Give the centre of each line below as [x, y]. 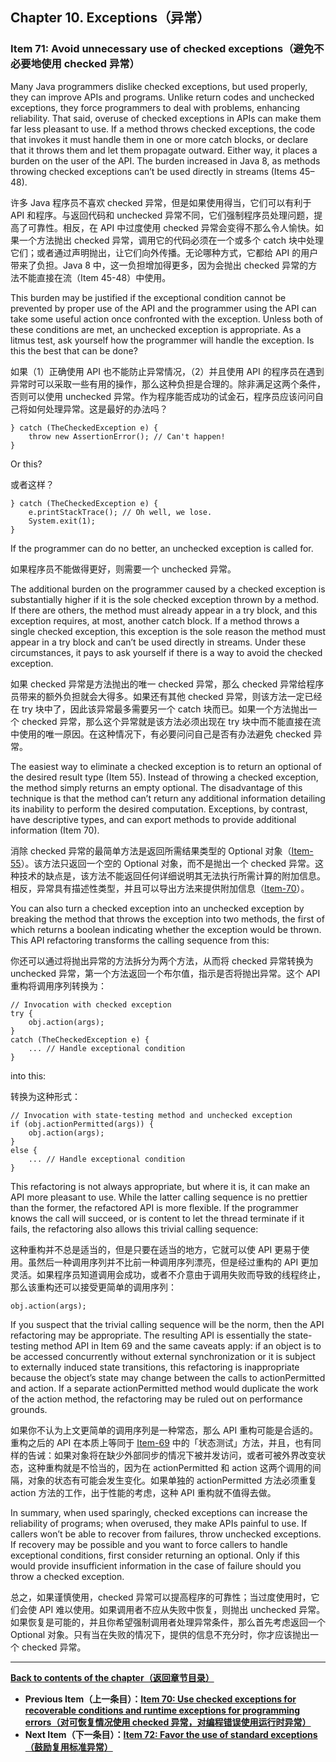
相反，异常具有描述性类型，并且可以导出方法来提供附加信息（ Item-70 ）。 [160, 888]
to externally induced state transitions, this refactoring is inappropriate [155, 1367]
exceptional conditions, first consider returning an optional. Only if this [155, 1555]
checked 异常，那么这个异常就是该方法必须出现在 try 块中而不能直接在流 [171, 721]
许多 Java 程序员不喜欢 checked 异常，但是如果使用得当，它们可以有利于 [161, 202]
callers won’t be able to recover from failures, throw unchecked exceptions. [166, 1534]
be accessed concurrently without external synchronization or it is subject [163, 1356]
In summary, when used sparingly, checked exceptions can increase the [159, 1512]
